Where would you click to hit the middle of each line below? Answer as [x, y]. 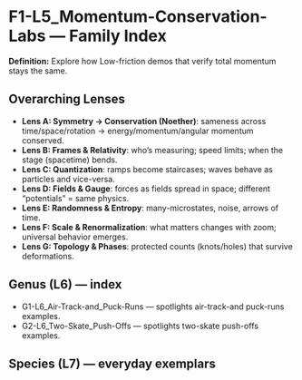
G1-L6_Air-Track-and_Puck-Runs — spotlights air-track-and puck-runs [153, 307]
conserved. [43, 140]
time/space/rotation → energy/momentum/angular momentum [138, 131]
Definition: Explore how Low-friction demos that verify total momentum [142, 61]
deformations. [48, 256]
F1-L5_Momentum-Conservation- [138, 17]
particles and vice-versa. [68, 179]
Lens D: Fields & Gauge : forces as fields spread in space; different [146, 189]
